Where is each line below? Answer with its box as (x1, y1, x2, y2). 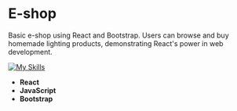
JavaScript (19, 85, 57, 95)
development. (8, 47, 53, 56)
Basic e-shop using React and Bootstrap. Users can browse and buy (8, 30, 229, 40)
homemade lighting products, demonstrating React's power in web (8, 38, 224, 48)
